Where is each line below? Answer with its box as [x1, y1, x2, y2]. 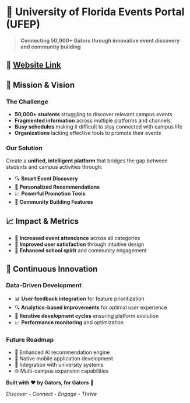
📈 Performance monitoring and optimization [14, 318, 124, 326]
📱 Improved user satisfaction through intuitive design [14, 241, 145, 248]
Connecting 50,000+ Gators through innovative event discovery [20, 37, 180, 44]
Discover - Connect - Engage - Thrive [6, 391, 97, 398]
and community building [20, 43, 81, 50]
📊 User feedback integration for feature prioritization [14, 295, 145, 302]
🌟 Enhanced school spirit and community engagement [14, 247, 147, 254]
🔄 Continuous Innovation [6, 264, 98, 274]
